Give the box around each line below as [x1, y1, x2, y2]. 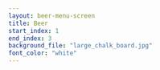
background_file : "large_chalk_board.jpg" [8, 42, 153, 50]
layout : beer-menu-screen [8, 11, 95, 20]
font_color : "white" [8, 49, 78, 57]
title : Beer [8, 19, 48, 27]
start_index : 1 [8, 27, 59, 35]
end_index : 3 [8, 34, 52, 43]
